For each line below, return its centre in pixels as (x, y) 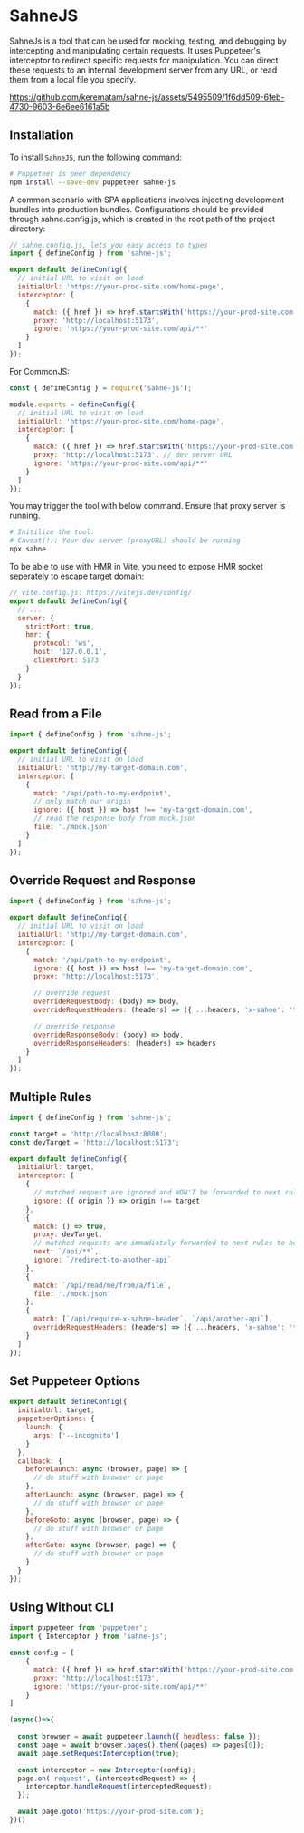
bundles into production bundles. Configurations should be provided (137, 209)
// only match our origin (82, 802)
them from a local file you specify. (73, 79)
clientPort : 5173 (66, 660)
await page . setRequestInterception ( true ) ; (99, 1753)
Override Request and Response (103, 880)
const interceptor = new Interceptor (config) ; (107, 1770)
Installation (42, 136)
